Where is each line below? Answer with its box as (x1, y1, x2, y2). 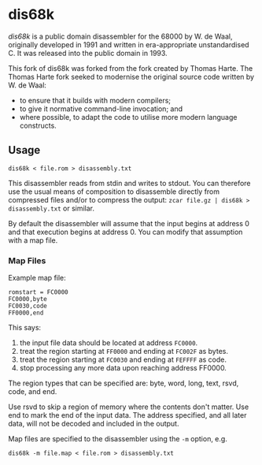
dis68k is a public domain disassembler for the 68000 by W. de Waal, (8, 32, 233, 41)
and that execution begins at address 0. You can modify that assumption (8, 227, 243, 236)
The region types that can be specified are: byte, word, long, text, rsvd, (8, 378, 239, 388)
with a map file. (8, 235, 58, 245)
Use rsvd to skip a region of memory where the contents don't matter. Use (8, 402, 249, 411)
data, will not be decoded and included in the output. (8, 419, 179, 429)
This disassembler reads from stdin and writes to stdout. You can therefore (8, 178, 251, 188)
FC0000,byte (8, 296, 47, 303)
